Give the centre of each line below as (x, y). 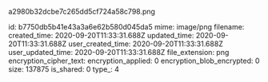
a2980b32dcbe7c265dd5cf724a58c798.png (82, 12)
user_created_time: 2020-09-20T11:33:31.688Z (146, 44)
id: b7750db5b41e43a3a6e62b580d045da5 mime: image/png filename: (126, 27)
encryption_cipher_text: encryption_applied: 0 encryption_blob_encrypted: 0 (134, 61)
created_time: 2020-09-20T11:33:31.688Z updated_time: (101, 35)
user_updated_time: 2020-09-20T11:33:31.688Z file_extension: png (119, 52)
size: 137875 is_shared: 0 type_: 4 (64, 69)
